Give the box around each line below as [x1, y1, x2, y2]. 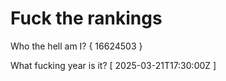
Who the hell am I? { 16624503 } [10, 40, 143, 52]
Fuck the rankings [10, 7, 163, 30]
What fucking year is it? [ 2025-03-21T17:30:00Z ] [10, 59, 217, 71]
